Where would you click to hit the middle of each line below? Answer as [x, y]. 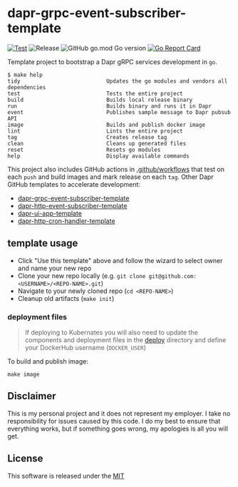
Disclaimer [32, 396]
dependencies [27, 87]
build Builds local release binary [100, 100]
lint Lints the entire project [95, 131]
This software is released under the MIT [66, 476]
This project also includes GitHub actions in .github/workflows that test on [116, 169]
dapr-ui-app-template [50, 213]
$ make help [25, 75]
